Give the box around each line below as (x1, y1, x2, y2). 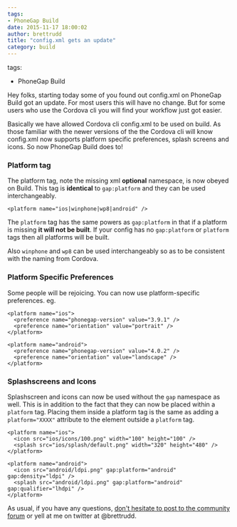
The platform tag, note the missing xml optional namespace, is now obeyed (7, 176, 229, 185)
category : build (7, 44, 56, 51)
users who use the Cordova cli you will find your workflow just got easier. (7, 106, 222, 114)
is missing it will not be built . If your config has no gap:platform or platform (7, 225, 229, 234)
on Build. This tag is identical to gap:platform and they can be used (7, 184, 206, 193)
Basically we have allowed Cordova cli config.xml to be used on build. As (7, 120, 221, 128)
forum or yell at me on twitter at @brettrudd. (7, 511, 137, 520)
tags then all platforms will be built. (7, 233, 110, 242)
